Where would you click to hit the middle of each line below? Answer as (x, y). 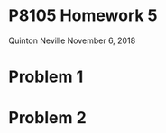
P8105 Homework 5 (83, 16)
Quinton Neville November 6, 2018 (72, 40)
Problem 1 (46, 77)
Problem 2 (47, 118)
